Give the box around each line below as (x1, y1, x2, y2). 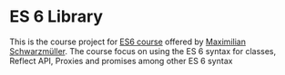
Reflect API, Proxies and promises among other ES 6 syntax (9, 55, 233, 66)
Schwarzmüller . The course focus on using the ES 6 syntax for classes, (9, 45, 277, 56)
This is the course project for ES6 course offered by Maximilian (9, 36, 246, 47)
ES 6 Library (9, 6, 103, 27)
